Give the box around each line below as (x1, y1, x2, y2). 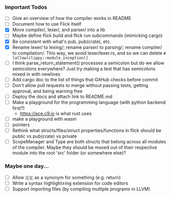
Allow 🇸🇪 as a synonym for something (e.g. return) (12, 174, 121, 180)
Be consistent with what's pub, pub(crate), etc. (12, 38, 111, 45)
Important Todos (5, 4, 47, 11)
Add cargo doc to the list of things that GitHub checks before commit (12, 76, 158, 82)
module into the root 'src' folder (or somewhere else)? (12, 150, 126, 156)
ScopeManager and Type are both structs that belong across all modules (12, 139, 166, 145)
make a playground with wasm (12, 116, 77, 122)
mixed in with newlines (12, 71, 60, 77)
